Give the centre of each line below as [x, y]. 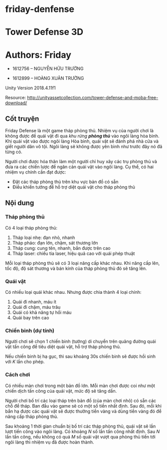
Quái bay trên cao [31, 318]
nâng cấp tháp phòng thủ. [32, 416]
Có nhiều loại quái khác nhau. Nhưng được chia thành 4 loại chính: [73, 292]
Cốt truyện [22, 118]
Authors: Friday [38, 55]
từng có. [14, 152]
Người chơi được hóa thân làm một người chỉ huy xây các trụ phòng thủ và [81, 162]
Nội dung [20, 203]
